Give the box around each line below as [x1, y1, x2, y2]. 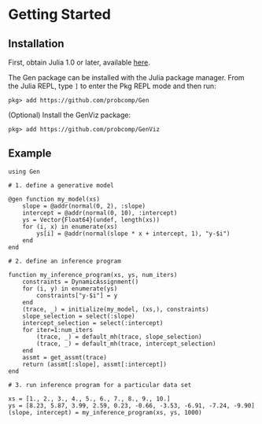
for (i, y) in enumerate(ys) [22, 285, 118, 293]
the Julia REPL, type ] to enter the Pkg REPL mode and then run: [8, 81, 216, 90]
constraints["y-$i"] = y [36, 291, 118, 300]
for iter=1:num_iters [22, 326, 93, 334]
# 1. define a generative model [8, 181, 114, 190]
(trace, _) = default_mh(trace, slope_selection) [36, 333, 202, 341]
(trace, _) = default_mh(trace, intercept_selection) [36, 340, 216, 348]
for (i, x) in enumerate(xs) [22, 223, 118, 230]
